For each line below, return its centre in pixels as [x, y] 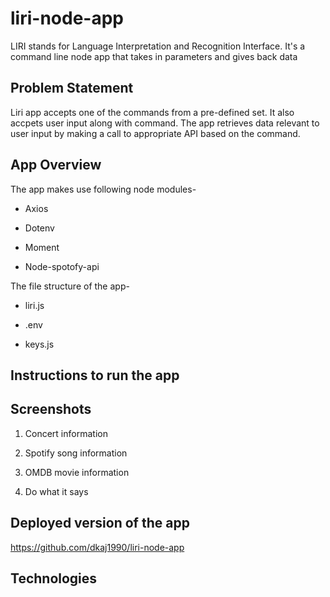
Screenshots [51, 409]
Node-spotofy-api [62, 266]
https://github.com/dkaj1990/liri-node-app [97, 547]
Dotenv [39, 228]
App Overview [56, 165]
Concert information [66, 433]
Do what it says [56, 491]
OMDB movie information [77, 472]
